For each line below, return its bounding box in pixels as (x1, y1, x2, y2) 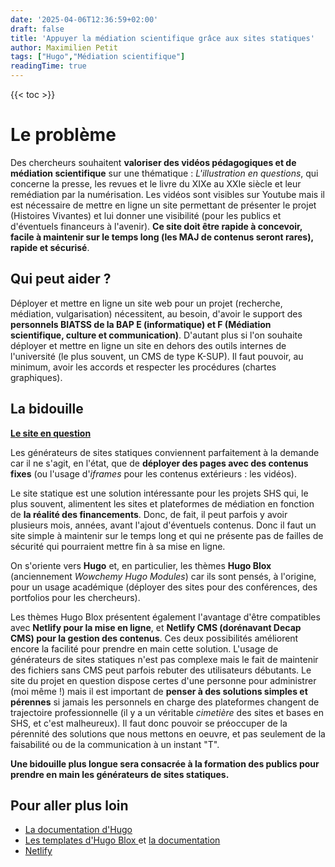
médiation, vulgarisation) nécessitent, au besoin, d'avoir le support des (10, 307, 303, 320)
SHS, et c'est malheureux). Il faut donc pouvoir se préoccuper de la (10, 717, 288, 729)
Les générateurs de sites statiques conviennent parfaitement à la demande (10, 446, 320, 458)
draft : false (10, 24, 65, 34)
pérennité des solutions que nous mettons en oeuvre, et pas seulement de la (10, 727, 326, 740)
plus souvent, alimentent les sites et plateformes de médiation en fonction (10, 497, 315, 510)
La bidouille (10, 401, 84, 418)
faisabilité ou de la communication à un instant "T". (10, 738, 220, 750)
